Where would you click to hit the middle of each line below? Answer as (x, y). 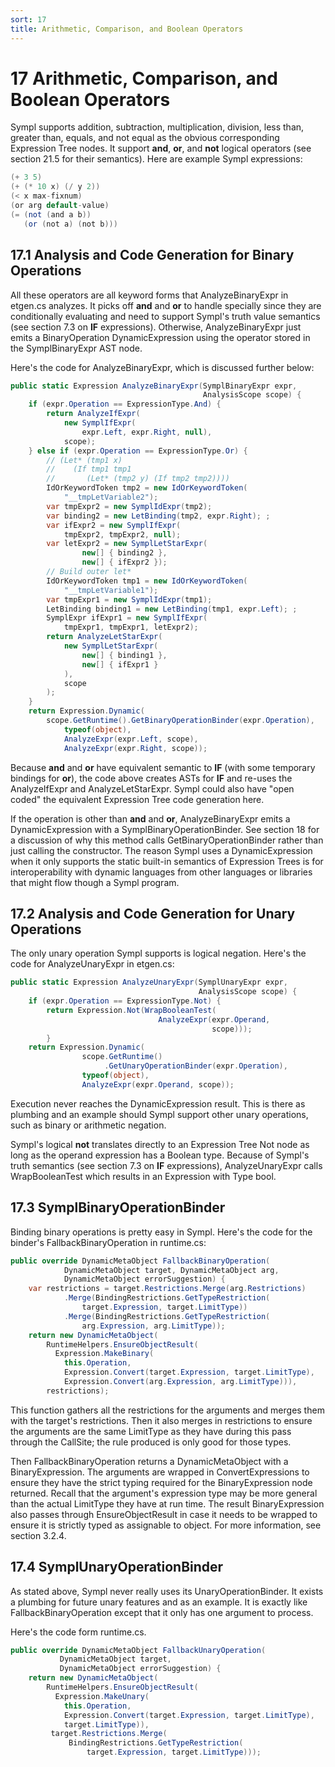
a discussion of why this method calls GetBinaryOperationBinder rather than (167, 840)
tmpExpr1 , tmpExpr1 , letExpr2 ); (131, 627)
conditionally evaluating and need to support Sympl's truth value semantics (165, 316)
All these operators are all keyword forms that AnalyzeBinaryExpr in (149, 295)
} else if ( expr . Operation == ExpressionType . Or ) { (138, 451)
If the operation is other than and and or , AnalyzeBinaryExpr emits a (150, 818)
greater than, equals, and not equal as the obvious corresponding (145, 138)
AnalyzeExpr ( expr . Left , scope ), (131, 739)
